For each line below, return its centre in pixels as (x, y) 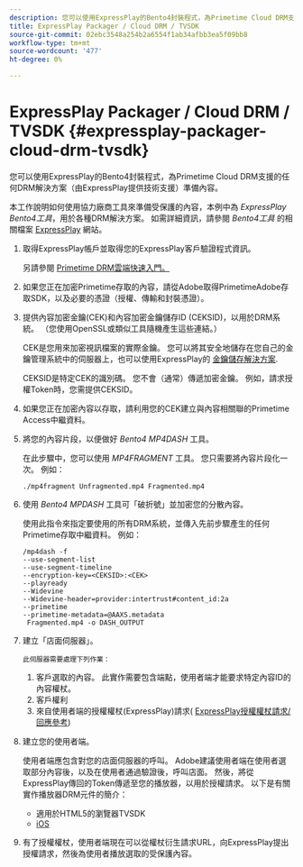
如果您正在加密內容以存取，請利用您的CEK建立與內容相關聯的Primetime (156, 408)
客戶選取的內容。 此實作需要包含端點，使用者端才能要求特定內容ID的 (163, 677)
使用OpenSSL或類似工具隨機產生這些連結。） (139, 328)
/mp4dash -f (45, 552)
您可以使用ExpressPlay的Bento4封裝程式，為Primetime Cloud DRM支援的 (146, 176)
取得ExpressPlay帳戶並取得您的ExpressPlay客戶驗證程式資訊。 (139, 248)
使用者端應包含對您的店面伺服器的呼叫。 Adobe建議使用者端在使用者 (151, 760)
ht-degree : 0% (36, 59)
